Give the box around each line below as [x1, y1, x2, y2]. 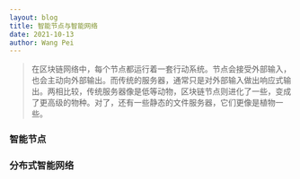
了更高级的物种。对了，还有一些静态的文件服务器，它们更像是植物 [31, 98, 276, 108]
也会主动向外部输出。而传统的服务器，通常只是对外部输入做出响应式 [31, 75, 284, 86]
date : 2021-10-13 [9, 30, 75, 38]
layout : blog [9, 13, 58, 22]
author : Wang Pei [9, 38, 75, 47]
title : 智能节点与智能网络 [9, 21, 99, 30]
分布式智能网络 [9, 159, 75, 172]
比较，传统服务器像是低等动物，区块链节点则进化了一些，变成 [62, 86, 292, 97]
